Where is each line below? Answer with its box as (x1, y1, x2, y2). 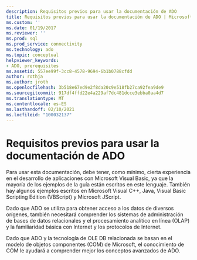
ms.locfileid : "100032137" (6, 112, 72, 117)
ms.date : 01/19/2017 (6, 25, 57, 31)
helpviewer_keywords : (6, 57, 59, 63)
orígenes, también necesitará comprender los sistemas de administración (6, 211, 184, 218)
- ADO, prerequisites (6, 63, 59, 69)
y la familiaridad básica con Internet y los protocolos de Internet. (6, 223, 162, 231)
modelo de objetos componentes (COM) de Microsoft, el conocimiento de (6, 241, 185, 248)
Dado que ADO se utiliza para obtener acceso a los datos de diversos (6, 205, 174, 212)
